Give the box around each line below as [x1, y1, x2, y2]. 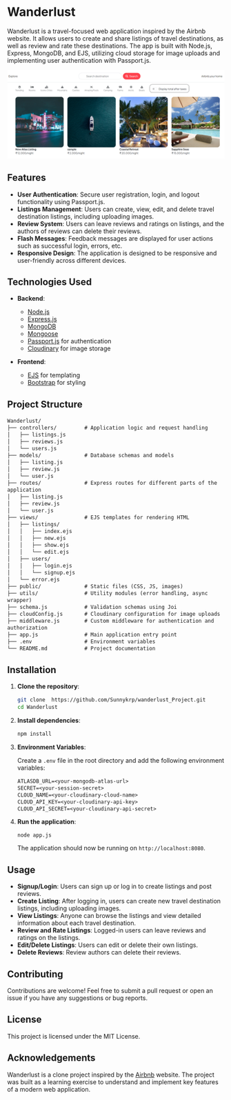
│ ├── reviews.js [7, 439, 63, 446]
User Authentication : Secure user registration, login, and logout [17, 190, 200, 199]
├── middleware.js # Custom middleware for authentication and [7, 618, 214, 625]
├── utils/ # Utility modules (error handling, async [7, 590, 208, 597]
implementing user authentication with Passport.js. [7, 56, 152, 64]
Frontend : [17, 358, 46, 366]
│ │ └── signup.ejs [7, 570, 76, 577]
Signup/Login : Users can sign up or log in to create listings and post [17, 882, 212, 890]
